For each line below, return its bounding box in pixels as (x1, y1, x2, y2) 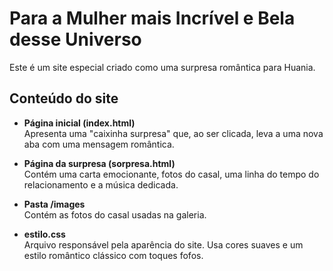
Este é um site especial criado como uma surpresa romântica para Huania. (9, 61, 316, 73)
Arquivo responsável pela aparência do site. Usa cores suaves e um (23, 238, 304, 251)
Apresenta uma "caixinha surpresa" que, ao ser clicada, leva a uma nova (23, 127, 324, 139)
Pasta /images (23, 198, 86, 210)
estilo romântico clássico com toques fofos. (23, 249, 204, 261)
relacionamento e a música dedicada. (23, 178, 179, 191)
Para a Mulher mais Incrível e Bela (9, 7, 296, 30)
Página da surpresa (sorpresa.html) (23, 157, 176, 169)
